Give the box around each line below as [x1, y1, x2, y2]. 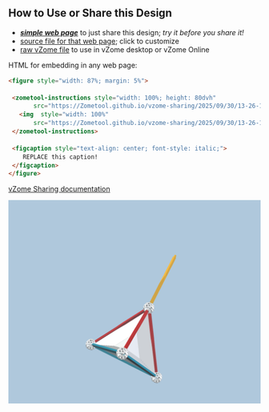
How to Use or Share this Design [8, 6, 172, 20]
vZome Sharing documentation [8, 184, 110, 194]
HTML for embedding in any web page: [8, 60, 138, 70]
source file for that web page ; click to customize [19, 36, 180, 46]
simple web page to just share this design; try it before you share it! [19, 27, 244, 37]
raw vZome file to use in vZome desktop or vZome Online [19, 44, 210, 55]
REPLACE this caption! [22, 152, 98, 161]
